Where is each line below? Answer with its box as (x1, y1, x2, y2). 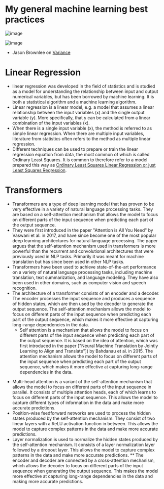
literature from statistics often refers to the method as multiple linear (12, 135, 151, 141)
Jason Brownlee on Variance (12, 49, 70, 55)
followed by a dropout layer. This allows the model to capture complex (12, 446, 155, 453)
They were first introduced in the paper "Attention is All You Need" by (12, 227, 154, 233)
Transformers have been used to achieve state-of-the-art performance (12, 264, 157, 270)
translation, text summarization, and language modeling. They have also (12, 274, 159, 280)
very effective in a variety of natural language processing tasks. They (12, 206, 153, 212)
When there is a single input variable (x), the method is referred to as (12, 125, 152, 131)
